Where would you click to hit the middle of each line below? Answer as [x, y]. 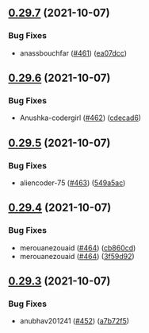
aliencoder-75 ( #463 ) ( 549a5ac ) [73, 183]
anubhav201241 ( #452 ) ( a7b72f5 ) [74, 321]
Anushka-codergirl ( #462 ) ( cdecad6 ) [80, 118]
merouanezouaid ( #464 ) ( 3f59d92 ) [77, 256]
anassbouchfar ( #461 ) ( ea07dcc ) [73, 53]
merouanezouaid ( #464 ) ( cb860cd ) [78, 248]
